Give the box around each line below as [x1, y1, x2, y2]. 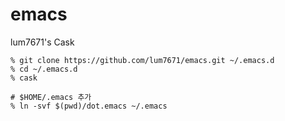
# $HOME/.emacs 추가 [10, 92, 92, 102]
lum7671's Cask [10, 36, 75, 48]
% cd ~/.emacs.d [10, 64, 78, 74]
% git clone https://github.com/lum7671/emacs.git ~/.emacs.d [10, 55, 275, 65]
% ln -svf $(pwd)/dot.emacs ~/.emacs [10, 101, 168, 111]
